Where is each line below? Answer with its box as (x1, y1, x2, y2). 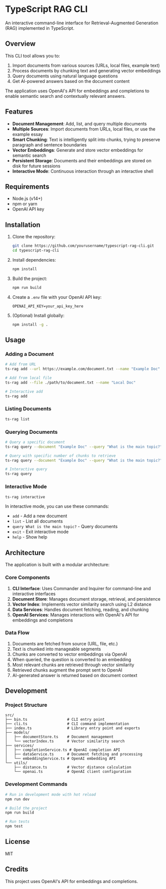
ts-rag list (5, 416, 30, 421)
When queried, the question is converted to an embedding (12, 656, 131, 662)
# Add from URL (5, 362, 37, 367)
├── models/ (5, 730, 30, 735)
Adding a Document (5, 350, 54, 357)
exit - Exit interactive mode (12, 529, 69, 535)
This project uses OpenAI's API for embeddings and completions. (5, 878, 138, 884)
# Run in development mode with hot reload (5, 792, 96, 797)
